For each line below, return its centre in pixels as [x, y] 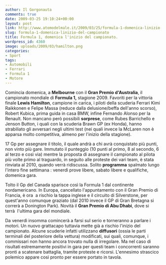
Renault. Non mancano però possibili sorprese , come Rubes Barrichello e [80, 118]
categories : [17, 51]
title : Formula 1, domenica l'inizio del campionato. [62, 37]
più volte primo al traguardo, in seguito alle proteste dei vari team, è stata [80, 159]
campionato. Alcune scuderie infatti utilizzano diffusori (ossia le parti [76, 231]
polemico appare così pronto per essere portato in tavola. [63, 257]
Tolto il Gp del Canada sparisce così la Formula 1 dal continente [70, 185]
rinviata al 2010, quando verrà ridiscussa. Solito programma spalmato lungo [82, 165]
